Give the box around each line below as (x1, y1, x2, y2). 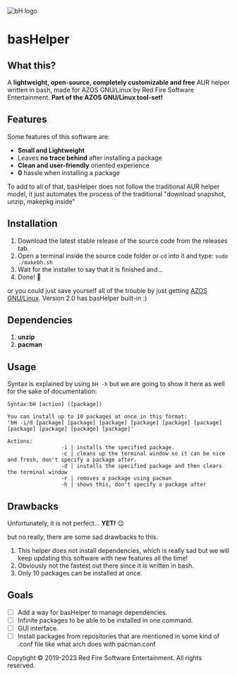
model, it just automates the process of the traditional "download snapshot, (7, 189, 226, 198)
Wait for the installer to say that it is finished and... (17, 265, 164, 273)
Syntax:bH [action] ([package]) (7, 401, 102, 408)
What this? (7, 59, 56, 71)
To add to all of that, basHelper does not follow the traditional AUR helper (7, 182, 220, 191)
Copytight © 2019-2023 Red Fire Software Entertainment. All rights (7, 654, 202, 662)
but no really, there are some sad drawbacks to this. (7, 533, 159, 542)
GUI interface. (17, 624, 59, 632)
